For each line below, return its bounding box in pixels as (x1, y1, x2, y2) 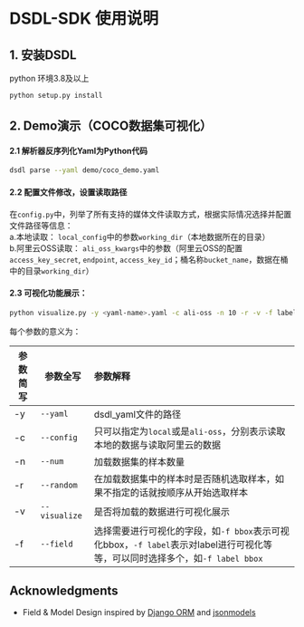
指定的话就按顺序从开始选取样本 (111, 486, 249, 498)
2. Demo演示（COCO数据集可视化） (9, 119, 213, 134)
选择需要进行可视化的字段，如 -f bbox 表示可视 (93, 525, 290, 537)
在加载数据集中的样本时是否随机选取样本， (93, 472, 276, 485)
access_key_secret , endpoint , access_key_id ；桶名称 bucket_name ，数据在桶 (9, 254, 289, 265)
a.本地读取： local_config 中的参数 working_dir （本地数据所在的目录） (9, 231, 271, 242)
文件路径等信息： (9, 219, 73, 231)
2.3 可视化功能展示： (9, 287, 88, 299)
